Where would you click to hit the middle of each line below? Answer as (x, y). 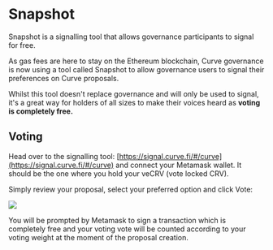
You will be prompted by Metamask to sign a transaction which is (117, 220)
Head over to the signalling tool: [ (64, 156)
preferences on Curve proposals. (64, 78)
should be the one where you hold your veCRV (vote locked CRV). (119, 173)
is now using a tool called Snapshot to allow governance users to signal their (136, 69)
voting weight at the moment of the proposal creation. (98, 237)
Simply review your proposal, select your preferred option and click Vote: (131, 189)
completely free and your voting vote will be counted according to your (127, 229)
